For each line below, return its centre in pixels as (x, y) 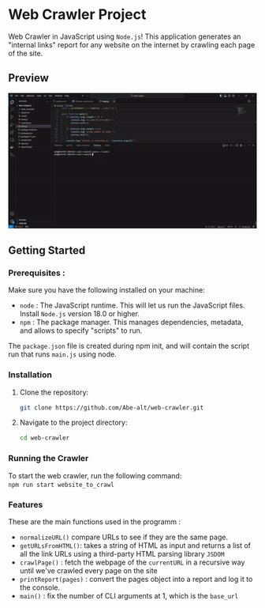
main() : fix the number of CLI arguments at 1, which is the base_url (129, 595)
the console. (40, 587)
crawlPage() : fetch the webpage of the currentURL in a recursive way (132, 562)
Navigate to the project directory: (73, 423)
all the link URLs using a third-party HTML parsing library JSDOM (122, 553)
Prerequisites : (37, 273)
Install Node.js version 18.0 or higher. (80, 314)
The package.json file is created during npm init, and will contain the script (129, 346)
